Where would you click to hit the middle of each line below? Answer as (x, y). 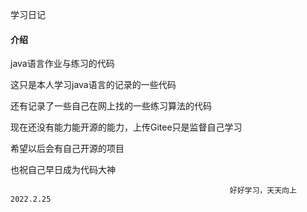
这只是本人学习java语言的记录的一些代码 (93, 85)
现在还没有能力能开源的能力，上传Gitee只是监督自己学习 (126, 127)
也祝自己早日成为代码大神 (63, 170)
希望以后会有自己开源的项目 (67, 149)
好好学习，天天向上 (263, 191)
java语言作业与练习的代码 (62, 64)
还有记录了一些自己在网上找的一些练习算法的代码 (111, 106)
